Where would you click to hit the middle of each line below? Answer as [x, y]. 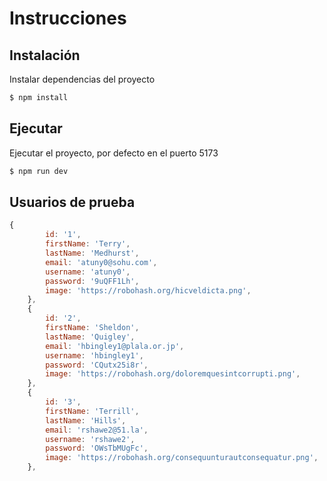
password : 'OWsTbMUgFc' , [97, 448]
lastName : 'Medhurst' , [92, 253]
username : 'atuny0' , [88, 272]
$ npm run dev [39, 171]
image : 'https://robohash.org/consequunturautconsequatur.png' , [182, 458]
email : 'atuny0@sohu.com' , [101, 262]
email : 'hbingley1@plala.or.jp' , [115, 346]
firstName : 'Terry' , [88, 244]
